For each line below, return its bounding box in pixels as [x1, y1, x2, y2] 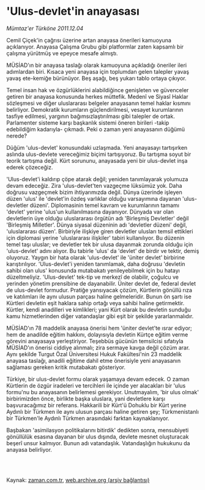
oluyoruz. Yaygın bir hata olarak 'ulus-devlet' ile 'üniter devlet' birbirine [6, 254, 185, 261]
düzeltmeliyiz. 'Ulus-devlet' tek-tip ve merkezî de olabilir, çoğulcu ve [6, 273, 179, 281]
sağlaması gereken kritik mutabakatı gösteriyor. [6, 364, 125, 371]
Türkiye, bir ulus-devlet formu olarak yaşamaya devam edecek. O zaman [6, 375, 190, 383]
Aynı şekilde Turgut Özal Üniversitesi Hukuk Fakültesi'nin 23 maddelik [6, 350, 182, 357]
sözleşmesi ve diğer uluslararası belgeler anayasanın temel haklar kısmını [6, 99, 191, 107]
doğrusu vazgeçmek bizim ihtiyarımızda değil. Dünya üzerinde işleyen [6, 189, 182, 196]
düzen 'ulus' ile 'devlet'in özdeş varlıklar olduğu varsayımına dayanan [6, 195, 182, 202]
